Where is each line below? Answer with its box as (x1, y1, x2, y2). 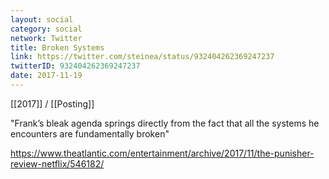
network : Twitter (10, 33, 83, 43)
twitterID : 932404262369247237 (10, 61, 141, 71)
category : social (10, 24, 83, 34)
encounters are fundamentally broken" (10, 127, 170, 140)
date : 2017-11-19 (10, 71, 83, 81)
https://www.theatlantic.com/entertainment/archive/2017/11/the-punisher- (10, 147, 315, 159)
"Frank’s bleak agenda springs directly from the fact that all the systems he (10, 117, 320, 129)
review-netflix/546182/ (10, 157, 105, 170)
